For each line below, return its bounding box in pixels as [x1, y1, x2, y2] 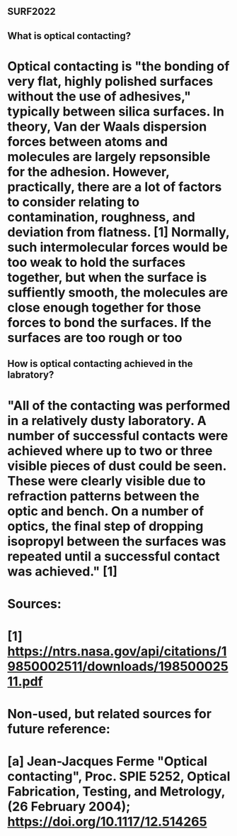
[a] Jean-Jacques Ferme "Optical [7, 754, 207, 769]
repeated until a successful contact [7, 548, 221, 564]
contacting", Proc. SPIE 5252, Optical [7, 769, 231, 785]
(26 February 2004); [7, 798, 131, 815]
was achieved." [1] [7, 563, 118, 579]
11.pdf [7, 673, 43, 689]
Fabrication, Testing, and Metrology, [7, 783, 226, 800]
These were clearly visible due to [7, 473, 207, 489]
